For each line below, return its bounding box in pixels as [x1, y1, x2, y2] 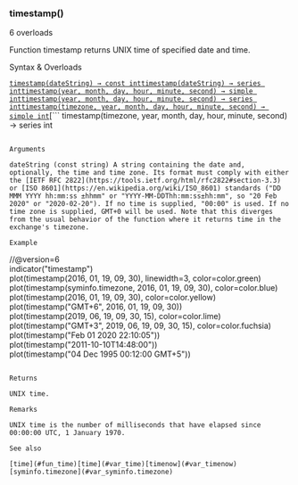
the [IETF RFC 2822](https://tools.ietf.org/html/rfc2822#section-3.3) [9, 177, 281, 185]
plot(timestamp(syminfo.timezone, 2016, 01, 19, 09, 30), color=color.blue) [9, 283, 278, 293]
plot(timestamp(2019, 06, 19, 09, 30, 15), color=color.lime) [9, 311, 221, 322]
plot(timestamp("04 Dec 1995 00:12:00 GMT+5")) [9, 349, 192, 359]
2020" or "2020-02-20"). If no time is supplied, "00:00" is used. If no [9, 200, 290, 209]
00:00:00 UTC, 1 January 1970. [9, 429, 126, 438]
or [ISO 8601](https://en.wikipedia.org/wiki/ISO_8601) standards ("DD [9, 184, 281, 193]
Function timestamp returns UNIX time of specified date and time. [9, 45, 251, 55]
